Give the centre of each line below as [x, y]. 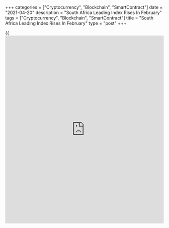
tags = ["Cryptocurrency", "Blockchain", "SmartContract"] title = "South [79, 18]
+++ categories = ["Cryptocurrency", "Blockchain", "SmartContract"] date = [84, 7]
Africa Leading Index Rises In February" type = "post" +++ [66, 23]
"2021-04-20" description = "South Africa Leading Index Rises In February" [83, 13]
